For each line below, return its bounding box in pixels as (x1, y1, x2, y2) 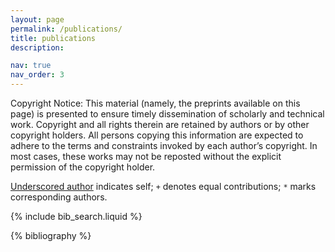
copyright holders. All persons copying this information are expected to (10, 129, 304, 141)
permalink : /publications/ (10, 24, 123, 34)
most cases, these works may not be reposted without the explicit (10, 151, 282, 162)
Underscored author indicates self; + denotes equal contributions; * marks (10, 181, 317, 192)
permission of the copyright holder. (10, 161, 156, 173)
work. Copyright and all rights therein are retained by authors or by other (10, 119, 310, 130)
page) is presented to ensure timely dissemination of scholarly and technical (10, 108, 325, 120)
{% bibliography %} (10, 230, 92, 241)
